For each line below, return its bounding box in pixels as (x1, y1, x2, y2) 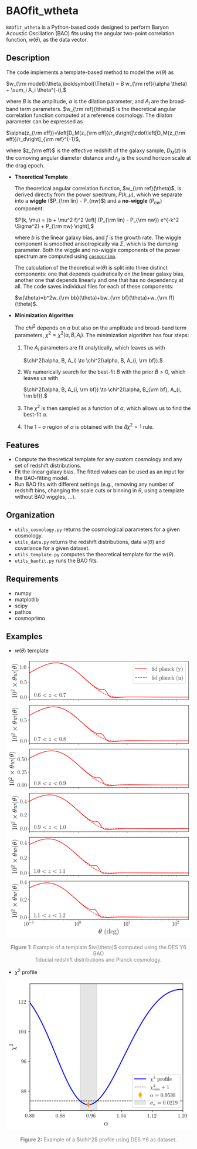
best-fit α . (23, 411, 48, 418)
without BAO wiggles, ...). (14, 493, 76, 500)
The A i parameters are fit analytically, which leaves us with (23, 344, 165, 352)
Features (6, 440, 39, 450)
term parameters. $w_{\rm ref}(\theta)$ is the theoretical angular (19, 105, 176, 112)
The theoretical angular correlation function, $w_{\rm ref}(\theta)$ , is (14, 185, 182, 192)
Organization (6, 510, 55, 520)
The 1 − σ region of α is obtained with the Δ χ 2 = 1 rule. (23, 422, 154, 430)
